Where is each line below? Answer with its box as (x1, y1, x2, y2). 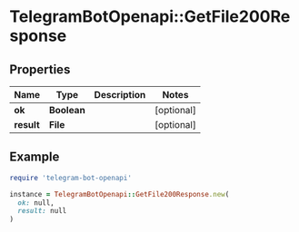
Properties (9, 62, 71, 77)
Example (9, 150, 60, 165)
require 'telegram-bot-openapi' (9, 173, 132, 182)
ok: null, (17, 198, 55, 208)
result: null (17, 207, 67, 216)
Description (94, 89, 146, 101)
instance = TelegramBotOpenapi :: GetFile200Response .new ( (9, 189, 230, 198)
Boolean (48, 104, 86, 116)
